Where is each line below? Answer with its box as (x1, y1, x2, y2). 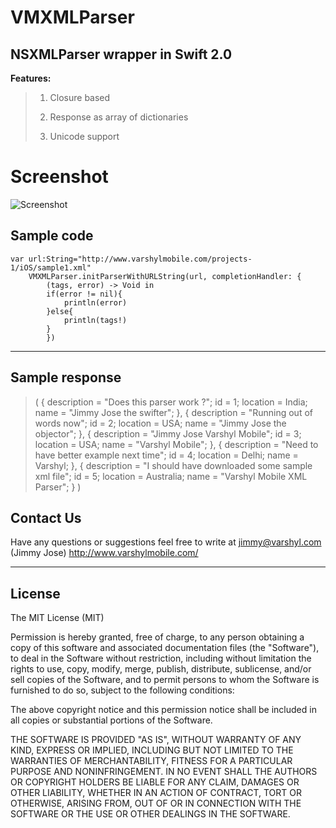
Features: (10, 72, 52, 84)
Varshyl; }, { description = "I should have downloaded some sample (34, 459, 313, 471)
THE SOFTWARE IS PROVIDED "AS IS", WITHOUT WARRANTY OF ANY (10, 734, 302, 746)
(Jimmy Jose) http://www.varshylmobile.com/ (10, 547, 199, 559)
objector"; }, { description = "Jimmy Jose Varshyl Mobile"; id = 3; (34, 427, 302, 440)
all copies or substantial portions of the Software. (10, 714, 213, 726)
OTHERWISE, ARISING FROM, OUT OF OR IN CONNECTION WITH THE (10, 797, 302, 810)
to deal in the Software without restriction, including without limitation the (10, 652, 312, 665)
